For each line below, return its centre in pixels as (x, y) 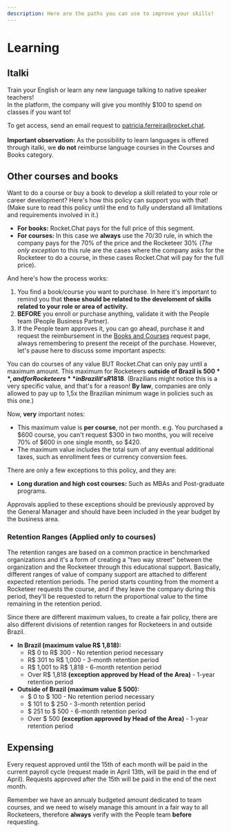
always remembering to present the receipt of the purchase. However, (117, 344)
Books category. (30, 155)
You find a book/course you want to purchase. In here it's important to (117, 292)
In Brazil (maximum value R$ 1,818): (69, 645)
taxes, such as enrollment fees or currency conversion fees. (102, 457)
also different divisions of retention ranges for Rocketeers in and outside (110, 624)
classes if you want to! (39, 112)
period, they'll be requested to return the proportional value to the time (108, 596)
